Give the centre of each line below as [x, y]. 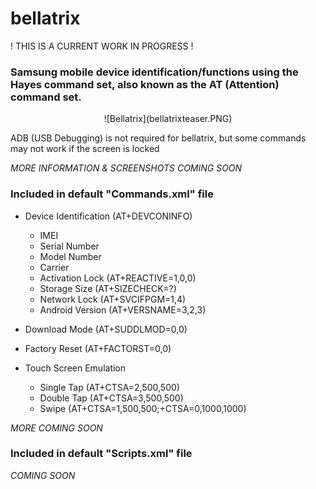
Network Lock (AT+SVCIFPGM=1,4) [113, 299]
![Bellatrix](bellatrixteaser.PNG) [168, 119]
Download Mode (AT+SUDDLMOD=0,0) [106, 329]
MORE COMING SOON [56, 428]
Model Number [70, 256]
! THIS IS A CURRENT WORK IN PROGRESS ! [102, 46]
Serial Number [69, 246]
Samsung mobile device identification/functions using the [154, 72]
